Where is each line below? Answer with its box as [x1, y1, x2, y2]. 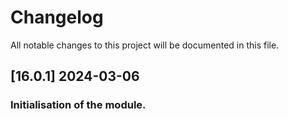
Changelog [10, 6, 104, 29]
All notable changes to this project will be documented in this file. [10, 39, 280, 51]
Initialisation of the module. [10, 98, 147, 112]
